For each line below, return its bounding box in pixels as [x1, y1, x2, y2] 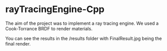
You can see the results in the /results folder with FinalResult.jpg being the [5, 35, 162, 41]
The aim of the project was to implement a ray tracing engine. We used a [5, 20, 159, 26]
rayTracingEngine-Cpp [5, 4, 105, 15]
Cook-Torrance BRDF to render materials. [5, 25, 93, 31]
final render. [5, 40, 31, 46]
